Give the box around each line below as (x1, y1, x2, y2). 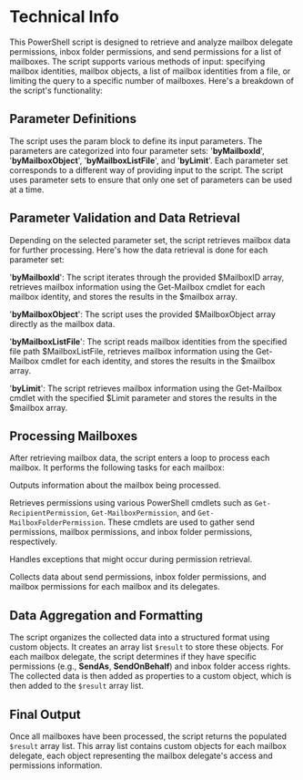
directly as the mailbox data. (9, 318, 116, 329)
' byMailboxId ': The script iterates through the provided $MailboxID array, (9, 272, 285, 282)
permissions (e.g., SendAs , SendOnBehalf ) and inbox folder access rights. (9, 661, 291, 672)
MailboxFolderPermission (9, 518, 104, 528)
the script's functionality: (9, 85, 103, 96)
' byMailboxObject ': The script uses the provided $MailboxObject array (9, 308, 276, 320)
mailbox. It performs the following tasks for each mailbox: (9, 462, 225, 473)
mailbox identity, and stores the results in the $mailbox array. (9, 291, 238, 302)
